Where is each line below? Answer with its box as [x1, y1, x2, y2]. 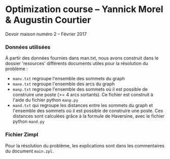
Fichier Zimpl [5, 131, 39, 138]
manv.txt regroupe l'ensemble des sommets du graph [12, 76, 125, 82]
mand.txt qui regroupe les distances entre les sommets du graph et [12, 102, 153, 109]
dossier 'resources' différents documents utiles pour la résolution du [5, 61, 149, 67]
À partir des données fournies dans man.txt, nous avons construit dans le [5, 55, 159, 61]
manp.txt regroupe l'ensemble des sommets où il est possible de [12, 86, 148, 92]
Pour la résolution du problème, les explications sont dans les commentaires [5, 142, 165, 148]
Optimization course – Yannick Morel [5, 4, 163, 15]
